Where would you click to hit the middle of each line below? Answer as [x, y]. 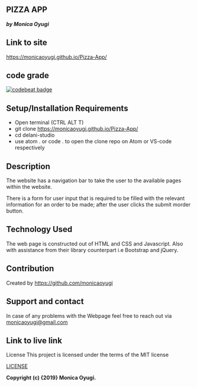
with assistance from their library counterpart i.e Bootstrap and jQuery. [92, 250]
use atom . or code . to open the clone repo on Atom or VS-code [93, 141]
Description [28, 166]
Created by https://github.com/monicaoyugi [60, 283]
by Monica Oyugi [28, 24]
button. [15, 211]
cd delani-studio [35, 135]
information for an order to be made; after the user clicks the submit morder [98, 205]
